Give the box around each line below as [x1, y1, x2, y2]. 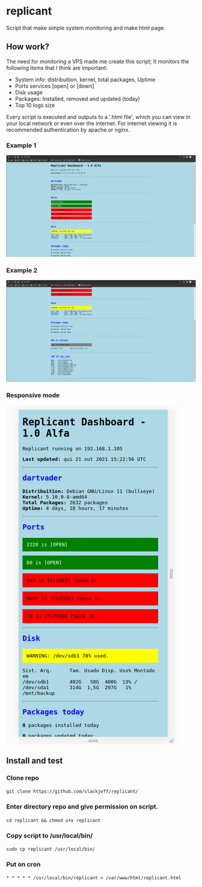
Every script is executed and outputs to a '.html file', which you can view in [6, 113, 191, 120]
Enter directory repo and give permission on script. [6, 802, 158, 811]
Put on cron [6, 860, 41, 868]
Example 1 [6, 141, 37, 149]
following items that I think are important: [6, 64, 108, 71]
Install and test [6, 756, 63, 766]
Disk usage [14, 89, 43, 96]
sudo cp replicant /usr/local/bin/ [6, 846, 96, 852]
